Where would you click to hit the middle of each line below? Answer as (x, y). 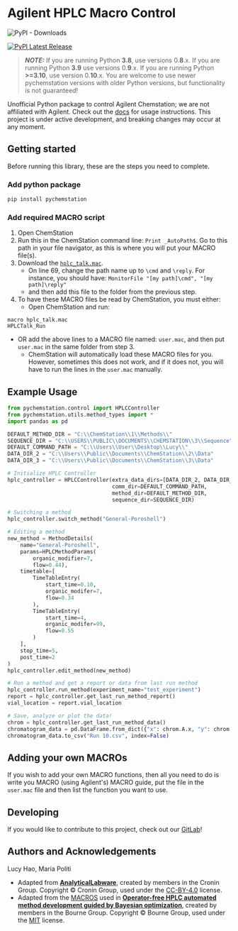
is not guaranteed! (51, 90)
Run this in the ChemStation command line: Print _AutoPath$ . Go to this (123, 241)
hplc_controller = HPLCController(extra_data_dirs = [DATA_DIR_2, (104, 480)
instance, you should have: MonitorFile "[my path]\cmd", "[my (120, 278)
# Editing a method (36, 532)
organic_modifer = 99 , (75, 624)
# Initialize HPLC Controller (52, 473)
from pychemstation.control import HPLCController (84, 408)
